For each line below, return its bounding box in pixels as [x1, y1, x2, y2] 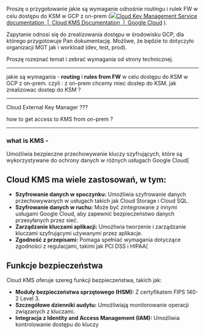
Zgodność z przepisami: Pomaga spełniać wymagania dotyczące [15, 236, 181, 244]
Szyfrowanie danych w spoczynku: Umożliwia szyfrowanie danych [15, 191, 187, 198]
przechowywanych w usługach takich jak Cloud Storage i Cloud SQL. [15, 197, 189, 205]
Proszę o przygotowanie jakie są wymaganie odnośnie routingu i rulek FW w [6, 5, 198, 12]
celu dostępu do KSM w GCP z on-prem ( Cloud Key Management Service [6, 12, 198, 20]
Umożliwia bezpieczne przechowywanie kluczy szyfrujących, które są [6, 150, 183, 158]
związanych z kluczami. [15, 308, 75, 315]
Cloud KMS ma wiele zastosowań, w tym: [6, 174, 167, 185]
